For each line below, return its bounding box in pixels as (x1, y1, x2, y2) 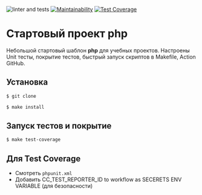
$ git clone (6, 93, 36, 99)
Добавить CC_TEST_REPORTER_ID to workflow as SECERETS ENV (15, 176, 182, 183)
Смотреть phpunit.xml (15, 170, 73, 176)
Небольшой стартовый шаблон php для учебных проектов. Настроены (6, 46, 191, 54)
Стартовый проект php (6, 27, 128, 40)
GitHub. (6, 59, 25, 66)
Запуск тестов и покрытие (6, 121, 112, 131)
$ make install (6, 104, 45, 110)
